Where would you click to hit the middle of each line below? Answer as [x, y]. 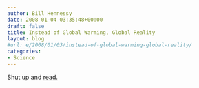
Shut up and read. [33, 77]
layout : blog [26, 39]
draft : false [26, 26]
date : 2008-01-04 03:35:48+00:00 [55, 20]
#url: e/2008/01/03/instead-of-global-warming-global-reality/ [100, 45]
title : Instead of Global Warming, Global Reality [81, 32]
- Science [21, 58]
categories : [24, 52]
